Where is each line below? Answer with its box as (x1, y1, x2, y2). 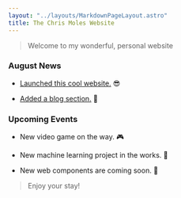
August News (8, 60, 62, 71)
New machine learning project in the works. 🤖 (19, 150, 168, 160)
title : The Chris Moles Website (8, 19, 115, 27)
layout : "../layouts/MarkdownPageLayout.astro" (8, 11, 168, 20)
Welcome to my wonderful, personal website (27, 40, 174, 50)
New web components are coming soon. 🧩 (19, 166, 159, 175)
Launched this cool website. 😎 (19, 78, 121, 88)
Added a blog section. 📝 (19, 93, 99, 103)
